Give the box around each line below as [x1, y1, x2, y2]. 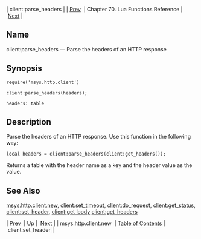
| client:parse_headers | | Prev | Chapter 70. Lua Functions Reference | [6, 6, 183, 13]
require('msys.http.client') [6, 79, 80, 85]
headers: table [6, 100, 45, 106]
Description [6, 117, 51, 127]
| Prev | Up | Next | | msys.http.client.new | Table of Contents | [6, 220, 165, 227]
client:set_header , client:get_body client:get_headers [6, 208, 138, 215]
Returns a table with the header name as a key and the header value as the [6, 162, 193, 169]
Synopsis [6, 64, 42, 74]
